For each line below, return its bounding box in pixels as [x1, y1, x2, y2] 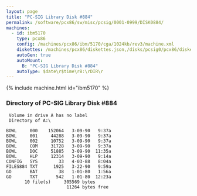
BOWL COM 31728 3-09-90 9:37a [6, 143, 111, 149]
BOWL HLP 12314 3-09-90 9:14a [6, 153, 111, 159]
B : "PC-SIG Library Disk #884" [21, 63, 98, 69]
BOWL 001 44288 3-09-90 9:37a [6, 133, 111, 139]
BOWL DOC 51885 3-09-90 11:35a [6, 148, 111, 154]
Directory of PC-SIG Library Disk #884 [6, 99, 117, 107]
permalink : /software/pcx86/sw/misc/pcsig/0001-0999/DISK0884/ [6, 19, 164, 25]
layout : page [6, 8, 38, 15]
